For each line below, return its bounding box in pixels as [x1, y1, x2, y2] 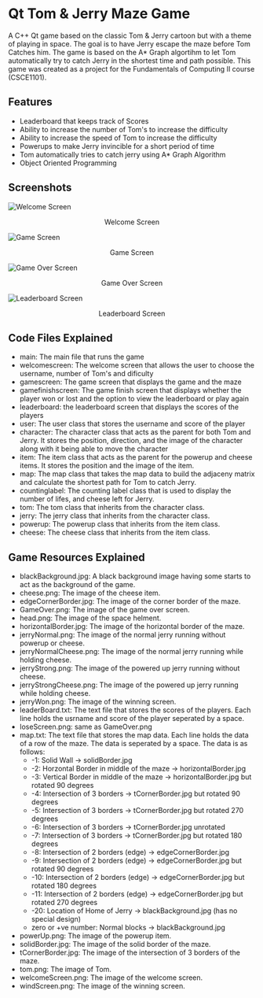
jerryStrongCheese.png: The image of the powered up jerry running [19, 680, 239, 689]
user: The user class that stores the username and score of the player [19, 419, 246, 429]
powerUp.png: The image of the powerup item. [19, 931, 172, 941]
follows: [19, 747, 46, 756]
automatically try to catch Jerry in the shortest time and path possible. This [8, 56, 251, 65]
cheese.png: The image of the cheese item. [19, 588, 161, 598]
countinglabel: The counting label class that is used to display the [19, 486, 232, 496]
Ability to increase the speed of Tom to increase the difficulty [19, 133, 217, 142]
